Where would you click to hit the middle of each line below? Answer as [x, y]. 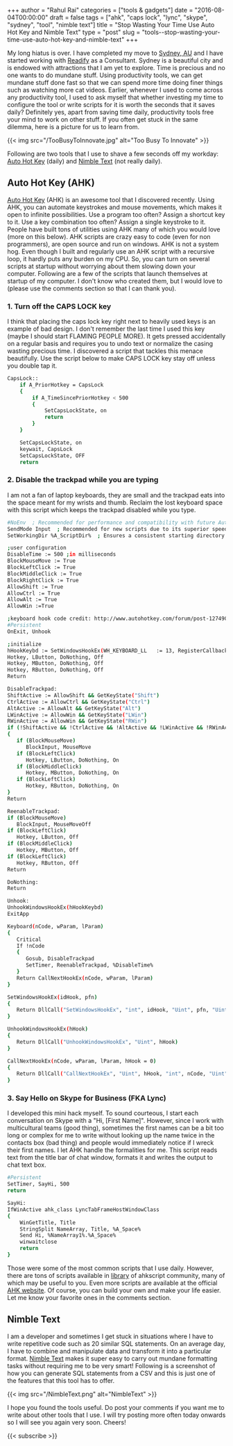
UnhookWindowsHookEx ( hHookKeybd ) [55, 907]
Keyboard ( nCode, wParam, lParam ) [55, 926]
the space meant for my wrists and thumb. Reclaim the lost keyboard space [115, 502]
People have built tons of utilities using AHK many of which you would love [114, 229]
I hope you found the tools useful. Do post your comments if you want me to [116, 1407]
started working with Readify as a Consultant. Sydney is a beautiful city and [115, 60]
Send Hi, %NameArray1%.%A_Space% [68, 1235]
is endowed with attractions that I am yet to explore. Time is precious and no [116, 68]
